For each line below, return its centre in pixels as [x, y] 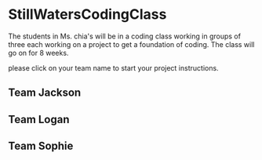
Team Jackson [45, 93]
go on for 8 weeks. [38, 53]
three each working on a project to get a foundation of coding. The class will [131, 44]
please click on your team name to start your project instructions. [113, 67]
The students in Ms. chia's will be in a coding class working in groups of [125, 36]
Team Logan [39, 119]
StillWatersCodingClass [87, 15]
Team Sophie [41, 146]
